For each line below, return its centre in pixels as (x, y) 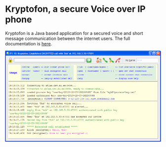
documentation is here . (29, 43)
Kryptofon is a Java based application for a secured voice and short (74, 33)
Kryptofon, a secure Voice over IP (75, 9)
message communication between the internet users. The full (68, 38)
